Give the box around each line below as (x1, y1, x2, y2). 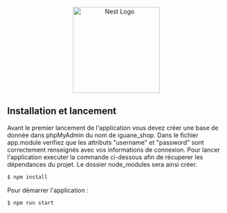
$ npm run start (7, 199, 54, 206)
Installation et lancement (7, 105, 117, 117)
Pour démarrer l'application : (7, 186, 89, 194)
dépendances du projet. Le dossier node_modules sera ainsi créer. (7, 160, 197, 168)
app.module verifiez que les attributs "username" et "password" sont (7, 138, 204, 146)
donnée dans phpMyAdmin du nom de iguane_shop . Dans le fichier (7, 131, 199, 139)
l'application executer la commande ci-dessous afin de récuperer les (7, 152, 203, 161)
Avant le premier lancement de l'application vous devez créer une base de (7, 123, 219, 132)
